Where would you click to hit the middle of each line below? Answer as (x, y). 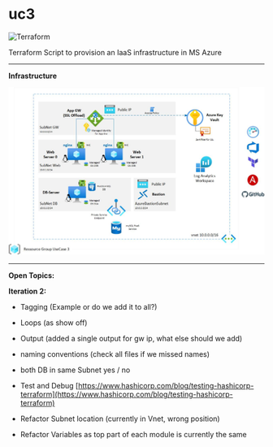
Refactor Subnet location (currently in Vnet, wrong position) (120, 419)
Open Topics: (32, 276)
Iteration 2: (28, 291)
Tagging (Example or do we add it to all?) (89, 307)
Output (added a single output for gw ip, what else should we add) (131, 339)
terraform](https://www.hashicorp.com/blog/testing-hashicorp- (126, 394)
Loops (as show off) (54, 323)
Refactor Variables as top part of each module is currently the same (133, 435)
